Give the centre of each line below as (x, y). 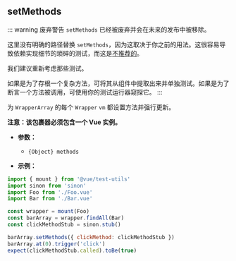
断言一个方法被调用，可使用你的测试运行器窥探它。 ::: (85, 92)
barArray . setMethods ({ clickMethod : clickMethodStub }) (91, 237)
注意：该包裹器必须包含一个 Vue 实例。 (64, 122)
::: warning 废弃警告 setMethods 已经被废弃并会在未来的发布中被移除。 (109, 29)
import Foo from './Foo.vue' (50, 192)
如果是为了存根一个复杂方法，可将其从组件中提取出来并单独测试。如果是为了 (118, 83)
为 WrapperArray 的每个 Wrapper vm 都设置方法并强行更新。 (91, 107)
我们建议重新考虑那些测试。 (48, 68)
